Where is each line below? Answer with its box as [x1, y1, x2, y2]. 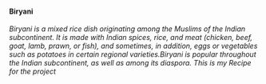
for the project [9, 66, 57, 76]
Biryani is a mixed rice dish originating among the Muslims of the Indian [9, 24, 246, 34]
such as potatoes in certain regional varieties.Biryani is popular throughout [9, 50, 256, 59]
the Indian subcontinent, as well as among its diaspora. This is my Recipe [9, 58, 252, 68]
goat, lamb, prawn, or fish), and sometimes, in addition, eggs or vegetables [9, 41, 258, 51]
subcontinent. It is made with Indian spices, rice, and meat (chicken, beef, [9, 33, 253, 42]
